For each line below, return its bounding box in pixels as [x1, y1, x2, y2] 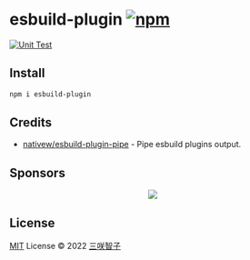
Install [9, 65, 45, 81]
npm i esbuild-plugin [9, 89, 92, 99]
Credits [9, 115, 53, 131]
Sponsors [9, 165, 65, 181]
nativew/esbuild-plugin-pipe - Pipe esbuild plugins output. [22, 139, 242, 150]
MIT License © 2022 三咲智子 [9, 241, 121, 252]
